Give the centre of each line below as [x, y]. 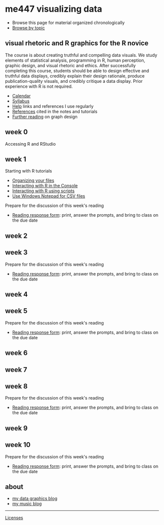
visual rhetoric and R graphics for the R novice [77, 43]
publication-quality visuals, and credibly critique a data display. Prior [74, 81]
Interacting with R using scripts [43, 191]
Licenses [14, 518]
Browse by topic [28, 27]
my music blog [27, 504]
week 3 [16, 253]
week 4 [16, 294]
